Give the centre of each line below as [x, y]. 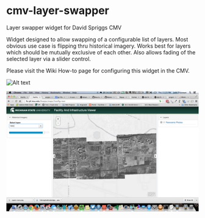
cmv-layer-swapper [58, 11]
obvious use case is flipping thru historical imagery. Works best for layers [99, 46]
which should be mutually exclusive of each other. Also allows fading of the [101, 52]
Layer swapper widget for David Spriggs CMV [64, 27]
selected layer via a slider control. [49, 59]
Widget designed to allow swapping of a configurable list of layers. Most [97, 39]
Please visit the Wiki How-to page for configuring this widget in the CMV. [98, 70]
